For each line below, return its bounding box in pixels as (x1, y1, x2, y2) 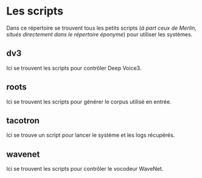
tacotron (6, 115, 40, 125)
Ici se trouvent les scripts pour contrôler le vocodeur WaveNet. (6, 165, 164, 173)
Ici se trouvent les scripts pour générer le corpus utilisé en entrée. (6, 98, 172, 105)
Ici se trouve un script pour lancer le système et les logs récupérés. (6, 131, 175, 139)
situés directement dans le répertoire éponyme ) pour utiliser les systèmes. (6, 30, 193, 38)
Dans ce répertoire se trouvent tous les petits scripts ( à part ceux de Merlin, (6, 24, 197, 31)
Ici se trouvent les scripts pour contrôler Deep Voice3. (6, 64, 142, 71)
